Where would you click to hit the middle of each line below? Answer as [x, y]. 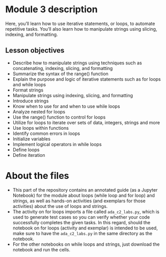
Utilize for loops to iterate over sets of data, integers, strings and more [86, 122]
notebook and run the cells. [41, 249]
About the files [37, 176]
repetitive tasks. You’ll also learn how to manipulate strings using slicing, [81, 29]
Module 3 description [51, 9]
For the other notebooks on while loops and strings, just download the [86, 244]
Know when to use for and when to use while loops [66, 106]
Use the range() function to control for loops [59, 117]
